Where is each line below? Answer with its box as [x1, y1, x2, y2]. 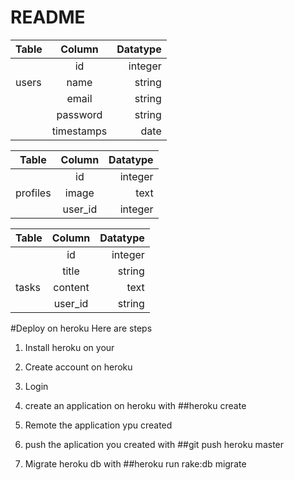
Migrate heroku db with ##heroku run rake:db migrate [24, 457, 247, 470]
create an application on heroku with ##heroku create [24, 399, 247, 411]
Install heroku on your [24, 341, 115, 353]
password [56, 107, 103, 121]
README [10, 6, 86, 29]
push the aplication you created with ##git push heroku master [24, 438, 285, 450]
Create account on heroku [24, 361, 133, 373]
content [53, 280, 90, 294]
